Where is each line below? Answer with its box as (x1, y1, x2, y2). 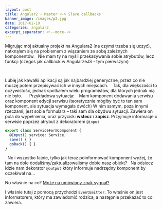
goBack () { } (9, 141, 36, 146)
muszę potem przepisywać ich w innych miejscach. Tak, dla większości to (5, 83, 157, 88)
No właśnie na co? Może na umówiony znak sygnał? (5, 180, 109, 186)
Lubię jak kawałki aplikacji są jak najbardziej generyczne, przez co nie (5, 77, 145, 83)
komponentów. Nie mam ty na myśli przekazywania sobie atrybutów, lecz (5, 53, 154, 59)
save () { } (9, 137, 32, 142)
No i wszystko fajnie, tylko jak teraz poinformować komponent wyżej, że (7, 155, 152, 161)
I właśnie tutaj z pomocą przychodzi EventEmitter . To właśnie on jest (5, 189, 144, 195)
